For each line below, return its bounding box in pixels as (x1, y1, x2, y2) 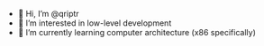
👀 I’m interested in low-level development (17, 18, 172, 28)
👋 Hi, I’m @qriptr (17, 9, 79, 19)
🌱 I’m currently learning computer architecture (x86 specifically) (17, 27, 257, 37)
